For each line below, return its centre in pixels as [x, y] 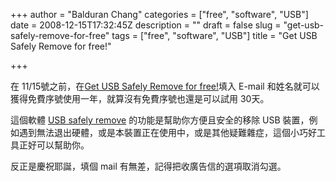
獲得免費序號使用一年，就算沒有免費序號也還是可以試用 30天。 [140, 98]
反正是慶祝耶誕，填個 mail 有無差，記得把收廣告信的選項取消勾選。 [148, 166]
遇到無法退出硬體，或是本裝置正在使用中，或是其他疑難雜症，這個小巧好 [167, 132]
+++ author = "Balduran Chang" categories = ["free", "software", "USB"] [159, 14]
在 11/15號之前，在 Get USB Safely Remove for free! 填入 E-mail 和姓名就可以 [165, 86]
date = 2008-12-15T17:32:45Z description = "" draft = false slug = [146, 25]
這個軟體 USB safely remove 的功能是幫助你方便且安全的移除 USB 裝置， [160, 120]
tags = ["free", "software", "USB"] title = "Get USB [214, 35]
